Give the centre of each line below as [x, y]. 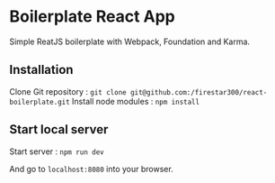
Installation [41, 70]
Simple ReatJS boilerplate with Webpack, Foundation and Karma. [129, 41]
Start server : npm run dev [57, 151]
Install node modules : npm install [136, 101]
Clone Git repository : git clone [68, 91]
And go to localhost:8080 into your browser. [91, 169]
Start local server [59, 129]
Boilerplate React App [92, 17]
